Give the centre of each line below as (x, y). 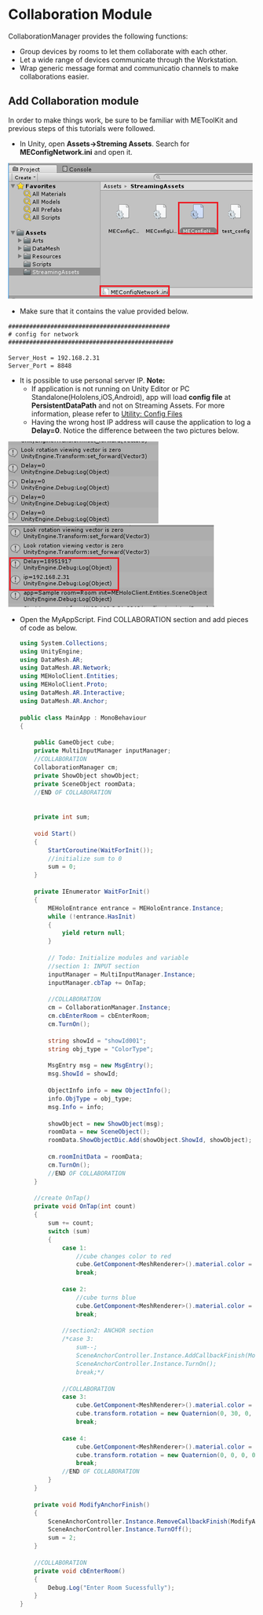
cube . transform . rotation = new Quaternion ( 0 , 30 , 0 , (164, 1414)
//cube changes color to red (123, 1256)
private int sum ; (62, 817)
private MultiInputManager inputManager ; (102, 751)
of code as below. (48, 628)
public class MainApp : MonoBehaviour (83, 718)
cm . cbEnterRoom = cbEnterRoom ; (99, 1016)
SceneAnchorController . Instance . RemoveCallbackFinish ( (140, 1522)
